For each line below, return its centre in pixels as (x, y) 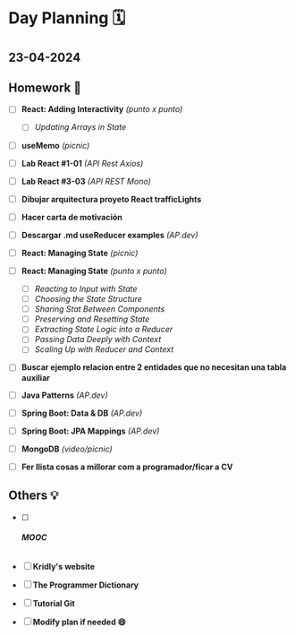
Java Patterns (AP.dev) (64, 395)
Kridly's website (64, 566)
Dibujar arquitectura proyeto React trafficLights (111, 199)
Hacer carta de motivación (72, 217)
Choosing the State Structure (88, 299)
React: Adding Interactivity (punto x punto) (102, 109)
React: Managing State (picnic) (80, 253)
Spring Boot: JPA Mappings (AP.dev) (90, 431)
